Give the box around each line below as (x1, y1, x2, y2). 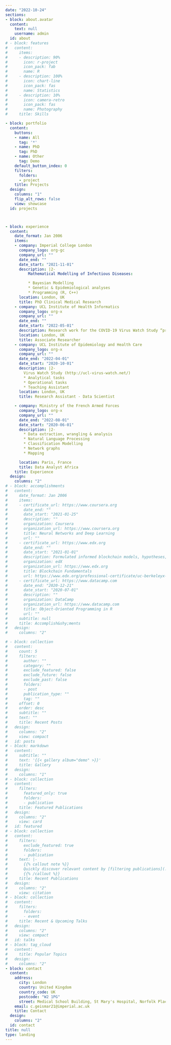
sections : (5, 12, 26, 17)
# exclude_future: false (5, 672, 72, 677)
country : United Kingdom (18, 985, 72, 990)
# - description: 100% (5, 74, 63, 79)
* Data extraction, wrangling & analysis (23, 432, 113, 437)
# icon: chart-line (5, 78, 60, 83)
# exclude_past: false (5, 677, 67, 683)
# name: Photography (5, 107, 63, 112)
